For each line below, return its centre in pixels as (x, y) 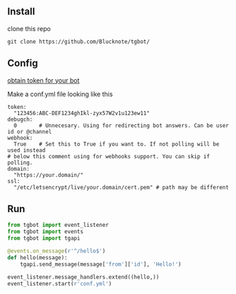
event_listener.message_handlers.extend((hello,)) (83, 277)
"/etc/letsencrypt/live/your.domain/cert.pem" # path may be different (122, 187)
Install (21, 12)
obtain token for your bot (43, 80)
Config (23, 63)
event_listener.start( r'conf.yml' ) (60, 283)
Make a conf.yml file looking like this (60, 94)
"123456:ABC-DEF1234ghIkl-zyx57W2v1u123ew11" (82, 113)
